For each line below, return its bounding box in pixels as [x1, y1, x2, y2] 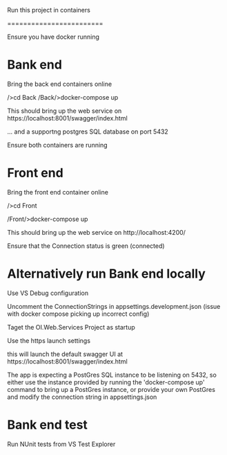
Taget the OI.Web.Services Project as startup [7, 323, 136, 331]
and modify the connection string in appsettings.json [7, 393, 157, 401]
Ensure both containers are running [7, 141, 108, 149]
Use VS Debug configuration [7, 289, 88, 297]
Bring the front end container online [7, 188, 109, 196]
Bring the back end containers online [7, 80, 112, 88]
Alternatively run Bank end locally [7, 266, 206, 282]
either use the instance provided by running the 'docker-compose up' [7, 377, 205, 386]
